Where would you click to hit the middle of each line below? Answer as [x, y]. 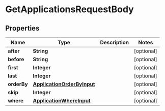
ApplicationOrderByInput [64, 84]
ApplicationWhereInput [62, 101]
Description [115, 43]
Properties [22, 28]
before [16, 59]
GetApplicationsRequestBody [70, 9]
